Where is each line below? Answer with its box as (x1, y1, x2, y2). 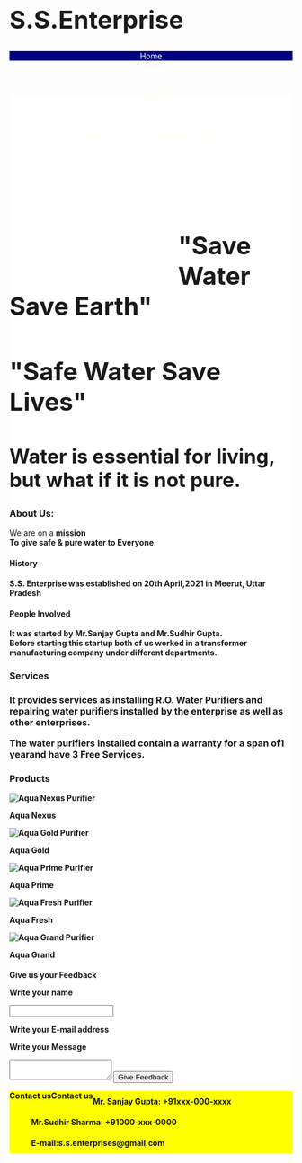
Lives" (9, 386, 87, 417)
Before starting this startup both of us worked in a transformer (9, 638, 247, 649)
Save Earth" (9, 290, 153, 323)
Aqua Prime (9, 879, 54, 890)
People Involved (9, 608, 71, 619)
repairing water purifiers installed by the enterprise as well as (9, 706, 284, 718)
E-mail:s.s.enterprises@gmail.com (31, 1137, 165, 1148)
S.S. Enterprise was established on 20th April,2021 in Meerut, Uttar (9, 578, 266, 589)
